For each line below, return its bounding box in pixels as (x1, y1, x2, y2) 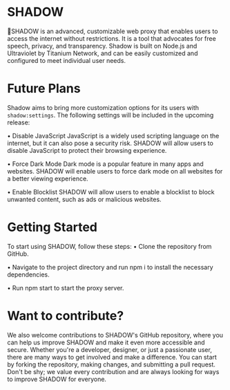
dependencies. (7, 270, 50, 279)
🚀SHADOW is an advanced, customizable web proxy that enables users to (7, 27, 218, 35)
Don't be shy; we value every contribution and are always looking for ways (7, 367, 220, 375)
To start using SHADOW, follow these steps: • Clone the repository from (7, 242, 212, 250)
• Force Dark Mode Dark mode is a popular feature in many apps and (7, 160, 204, 168)
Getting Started (7, 219, 98, 235)
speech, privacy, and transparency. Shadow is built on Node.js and (7, 41, 198, 50)
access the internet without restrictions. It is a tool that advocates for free (7, 34, 216, 42)
